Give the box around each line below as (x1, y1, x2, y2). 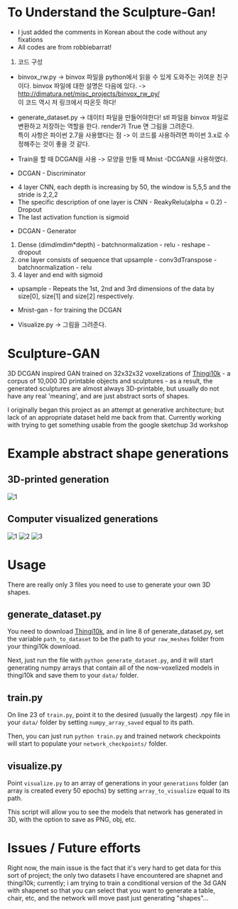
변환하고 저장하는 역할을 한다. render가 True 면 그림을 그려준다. (17, 121, 195, 130)
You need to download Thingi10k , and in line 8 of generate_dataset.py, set (7, 627, 224, 636)
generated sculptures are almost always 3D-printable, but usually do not (7, 384, 220, 393)
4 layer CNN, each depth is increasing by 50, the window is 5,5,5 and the (17, 183, 231, 191)
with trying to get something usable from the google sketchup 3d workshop (7, 420, 229, 429)
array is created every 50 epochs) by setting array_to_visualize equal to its (7, 786, 230, 795)
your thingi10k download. (7, 642, 81, 651)
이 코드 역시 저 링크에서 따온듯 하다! (17, 97, 117, 107)
